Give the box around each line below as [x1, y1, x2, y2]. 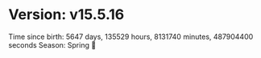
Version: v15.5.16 [8, 6, 125, 24]
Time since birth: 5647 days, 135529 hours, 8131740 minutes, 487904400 [8, 32, 254, 41]
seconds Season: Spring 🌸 [8, 40, 97, 49]
